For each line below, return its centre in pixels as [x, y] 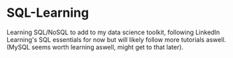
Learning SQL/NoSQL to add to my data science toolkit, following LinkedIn [113, 32]
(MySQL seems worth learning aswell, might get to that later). [95, 47]
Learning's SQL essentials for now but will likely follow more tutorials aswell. [116, 39]
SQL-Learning [48, 13]
